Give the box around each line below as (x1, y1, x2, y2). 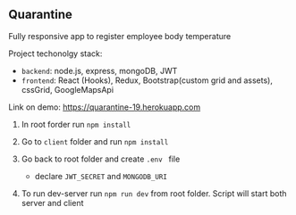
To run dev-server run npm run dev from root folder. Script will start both (21, 187, 287, 199)
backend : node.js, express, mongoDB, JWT (21, 65, 178, 76)
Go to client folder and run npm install (21, 136, 169, 146)
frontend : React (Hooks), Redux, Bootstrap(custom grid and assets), (21, 75, 274, 86)
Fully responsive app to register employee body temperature (8, 30, 232, 41)
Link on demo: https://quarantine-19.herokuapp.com (8, 102, 201, 112)
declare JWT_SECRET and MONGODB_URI (34, 170, 167, 181)
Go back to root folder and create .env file (21, 153, 181, 164)
